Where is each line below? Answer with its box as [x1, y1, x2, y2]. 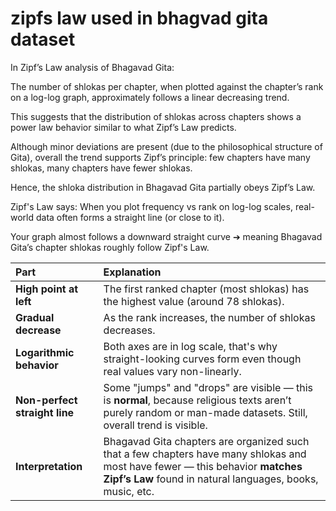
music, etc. [103, 484, 155, 498]
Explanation [103, 265, 162, 279]
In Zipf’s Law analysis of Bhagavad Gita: [10, 61, 175, 73]
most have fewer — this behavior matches [103, 459, 303, 473]
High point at [15, 282, 79, 296]
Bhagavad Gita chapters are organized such [103, 434, 310, 448]
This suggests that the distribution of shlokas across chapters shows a [10, 110, 302, 122]
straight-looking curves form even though [103, 352, 302, 366]
